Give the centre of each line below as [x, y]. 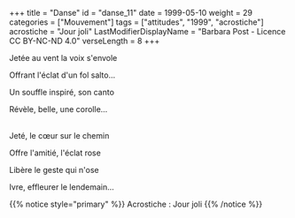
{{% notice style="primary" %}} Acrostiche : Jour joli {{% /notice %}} [136, 204]
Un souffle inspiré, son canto [62, 92]
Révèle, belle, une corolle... [58, 109]
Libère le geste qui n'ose [54, 170]
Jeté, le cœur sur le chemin [59, 135]
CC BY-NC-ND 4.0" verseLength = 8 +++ [85, 41]
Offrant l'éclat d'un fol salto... [62, 75]
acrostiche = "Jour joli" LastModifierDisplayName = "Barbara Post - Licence [147, 31]
